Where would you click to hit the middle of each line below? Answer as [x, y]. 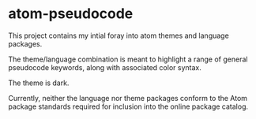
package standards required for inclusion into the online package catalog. [128, 106]
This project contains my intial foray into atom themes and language [119, 35]
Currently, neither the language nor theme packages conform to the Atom [128, 98]
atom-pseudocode [71, 14]
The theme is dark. [39, 83]
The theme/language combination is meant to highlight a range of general [128, 59]
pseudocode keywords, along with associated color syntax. [105, 67]
